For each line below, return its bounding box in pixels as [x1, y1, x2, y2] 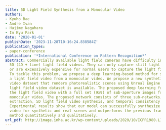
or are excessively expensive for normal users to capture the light [9, 67, 156, 72]
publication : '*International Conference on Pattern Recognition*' [5, 53, 147, 58]
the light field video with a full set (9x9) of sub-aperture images [9, 90, 156, 95]
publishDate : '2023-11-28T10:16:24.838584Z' [5, 40, 98, 44]
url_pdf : [5, 117, 23, 123]
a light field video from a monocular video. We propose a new [9, 76, 142, 81]
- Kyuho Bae [5, 16, 30, 21]
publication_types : [5, 44, 45, 49]
